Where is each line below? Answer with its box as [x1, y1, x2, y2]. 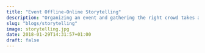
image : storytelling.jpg [6, 26, 70, 32]
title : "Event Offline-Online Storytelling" [6, 9, 121, 15]
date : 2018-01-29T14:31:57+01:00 [6, 32, 92, 38]
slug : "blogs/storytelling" [6, 20, 78, 26]
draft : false [6, 37, 40, 43]
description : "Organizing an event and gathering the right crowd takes [6, 15, 195, 21]
